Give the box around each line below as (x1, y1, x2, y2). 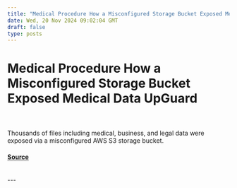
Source (7, 153, 30, 161)
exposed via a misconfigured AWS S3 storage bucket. (7, 136, 164, 145)
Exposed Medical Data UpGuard (7, 90, 197, 107)
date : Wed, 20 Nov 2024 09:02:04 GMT (7, 17, 119, 24)
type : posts (7, 30, 42, 37)
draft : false (7, 23, 46, 30)
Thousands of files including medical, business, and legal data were (7, 129, 205, 138)
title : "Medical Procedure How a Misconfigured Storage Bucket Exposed (7, 10, 222, 18)
